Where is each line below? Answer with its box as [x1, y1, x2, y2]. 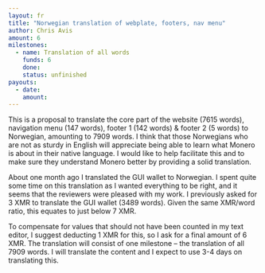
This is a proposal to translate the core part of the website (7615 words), [8, 115, 245, 124]
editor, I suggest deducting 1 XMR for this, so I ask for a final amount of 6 [8, 230, 247, 240]
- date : [15, 85, 41, 94]
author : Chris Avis [8, 26, 73, 34]
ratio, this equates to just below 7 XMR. [8, 206, 137, 216]
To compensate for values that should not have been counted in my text [8, 222, 244, 232]
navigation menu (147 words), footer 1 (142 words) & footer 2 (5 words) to [8, 123, 249, 133]
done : [22, 64, 41, 72]
